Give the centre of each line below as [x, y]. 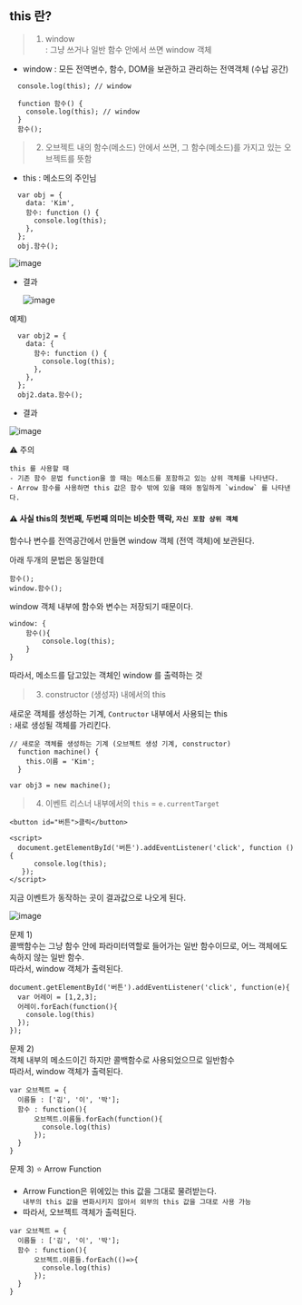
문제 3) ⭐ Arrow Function [55, 1169]
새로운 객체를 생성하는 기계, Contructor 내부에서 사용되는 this [119, 714]
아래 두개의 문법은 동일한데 [57, 560]
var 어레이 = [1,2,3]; [58, 997]
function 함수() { [50, 104]
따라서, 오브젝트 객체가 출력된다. [79, 1212]
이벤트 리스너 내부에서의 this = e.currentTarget [132, 804]
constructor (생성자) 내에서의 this [105, 695]
